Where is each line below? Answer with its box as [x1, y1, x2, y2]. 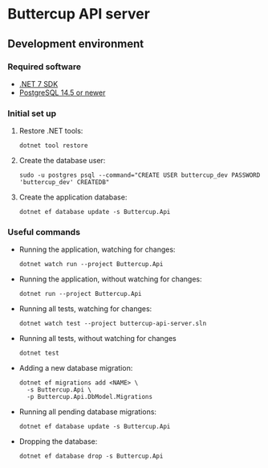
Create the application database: [18, 192, 128, 202]
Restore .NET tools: [18, 126, 83, 136]
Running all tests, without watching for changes [18, 334, 177, 343]
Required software [7, 61, 82, 72]
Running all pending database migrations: [18, 407, 157, 417]
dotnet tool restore [18, 142, 88, 150]
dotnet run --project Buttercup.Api [18, 290, 142, 298]
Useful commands [7, 227, 81, 238]
